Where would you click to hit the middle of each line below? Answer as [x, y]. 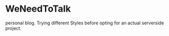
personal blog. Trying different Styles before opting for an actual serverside [85, 23]
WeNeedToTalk [38, 9]
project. [14, 28]
